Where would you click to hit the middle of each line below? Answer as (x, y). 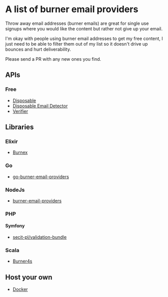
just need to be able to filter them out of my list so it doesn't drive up (77, 44)
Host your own (29, 277)
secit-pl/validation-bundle (39, 237)
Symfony (15, 226)
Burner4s (22, 261)
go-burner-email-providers (41, 177)
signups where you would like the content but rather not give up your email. (84, 28)
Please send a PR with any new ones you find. (53, 59)
